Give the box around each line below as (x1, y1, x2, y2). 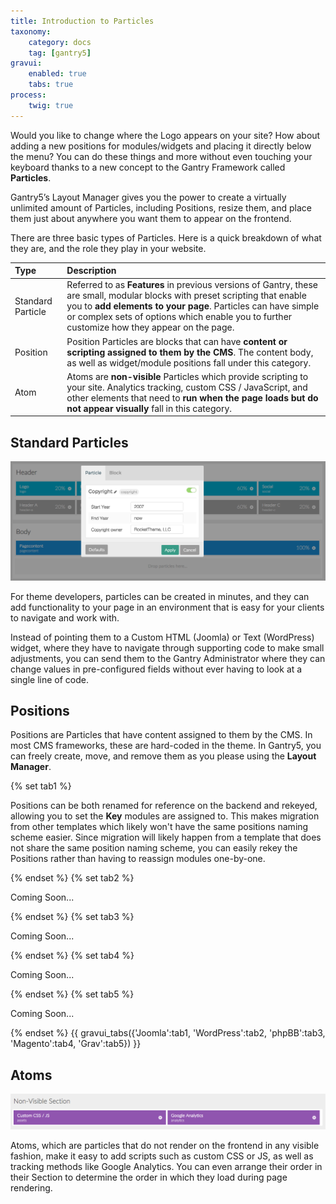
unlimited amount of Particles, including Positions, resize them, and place (10, 201, 312, 214)
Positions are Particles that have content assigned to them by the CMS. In (10, 729, 313, 741)
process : (10, 90, 47, 100)
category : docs (28, 37, 92, 47)
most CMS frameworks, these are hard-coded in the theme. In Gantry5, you (10, 740, 322, 752)
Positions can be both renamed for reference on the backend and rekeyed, (10, 800, 318, 812)
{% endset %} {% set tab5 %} (10, 988, 135, 1000)
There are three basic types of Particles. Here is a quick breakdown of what (10, 231, 322, 244)
